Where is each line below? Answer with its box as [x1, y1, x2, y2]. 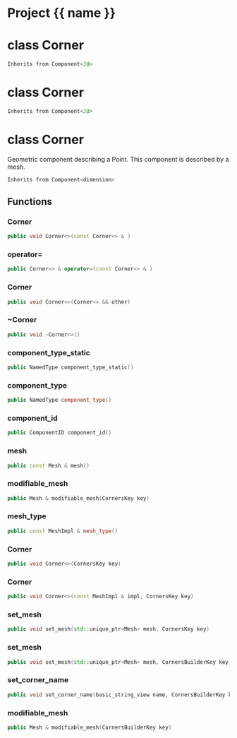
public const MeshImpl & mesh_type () [7, 528, 119, 535]
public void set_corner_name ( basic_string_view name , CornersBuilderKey [7, 691, 226, 698]
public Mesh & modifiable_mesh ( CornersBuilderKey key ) [7, 724, 172, 731]
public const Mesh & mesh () [7, 462, 90, 469]
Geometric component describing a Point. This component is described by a [7, 155, 229, 163]
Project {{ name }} [7, 5, 116, 21]
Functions [7, 196, 53, 208]
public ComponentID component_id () [7, 429, 112, 436]
